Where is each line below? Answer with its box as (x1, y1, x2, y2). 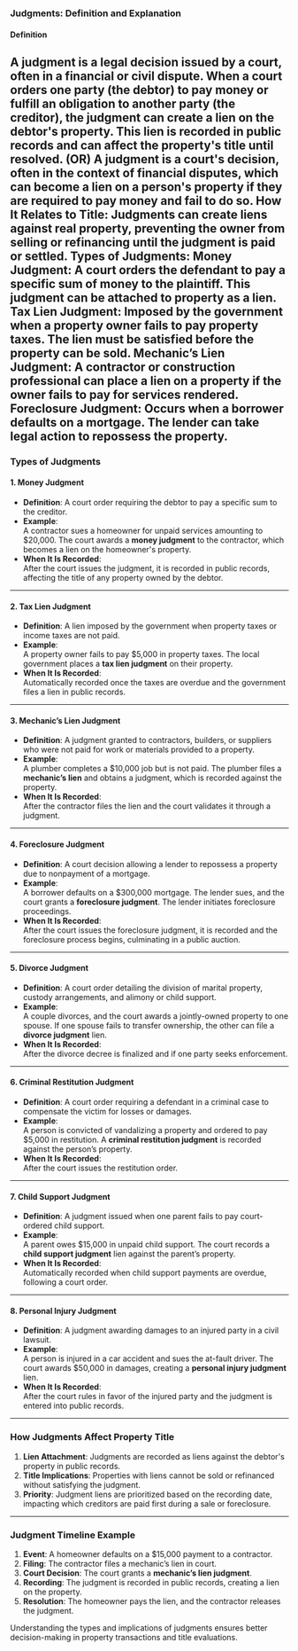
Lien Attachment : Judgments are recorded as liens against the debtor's (22, 1451, 286, 1461)
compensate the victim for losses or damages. (22, 1107, 193, 1117)
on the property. (22, 1586, 82, 1598)
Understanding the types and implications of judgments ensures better (10, 1623, 268, 1633)
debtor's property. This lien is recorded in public (10, 123, 282, 139)
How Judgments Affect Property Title (10, 1431, 175, 1444)
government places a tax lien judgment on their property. (22, 659, 233, 669)
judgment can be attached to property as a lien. (10, 290, 277, 305)
